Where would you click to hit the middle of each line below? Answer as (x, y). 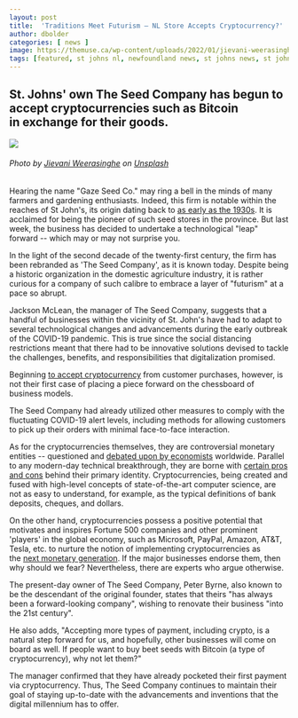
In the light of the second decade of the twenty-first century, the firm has (143, 256)
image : (21, 51)
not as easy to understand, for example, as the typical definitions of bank (143, 494)
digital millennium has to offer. (64, 704)
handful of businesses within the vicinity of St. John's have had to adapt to (145, 320)
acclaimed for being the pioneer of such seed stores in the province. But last (149, 219)
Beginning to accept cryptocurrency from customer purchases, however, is (146, 375)
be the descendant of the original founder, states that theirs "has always (141, 595)
